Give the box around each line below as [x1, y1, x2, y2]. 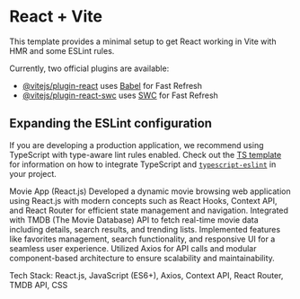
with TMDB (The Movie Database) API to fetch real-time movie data [9, 214, 259, 225]
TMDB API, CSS [9, 279, 68, 290]
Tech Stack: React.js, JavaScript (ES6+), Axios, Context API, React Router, [9, 269, 284, 280]
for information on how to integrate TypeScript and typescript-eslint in [9, 159, 277, 170]
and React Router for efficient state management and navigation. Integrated [9, 205, 289, 215]
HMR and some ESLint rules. [9, 45, 115, 56]
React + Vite [9, 6, 103, 27]
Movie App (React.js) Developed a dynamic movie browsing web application [9, 186, 292, 197]
